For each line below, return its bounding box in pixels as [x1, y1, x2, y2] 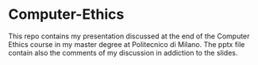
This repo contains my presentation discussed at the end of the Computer [8, 31, 250, 41]
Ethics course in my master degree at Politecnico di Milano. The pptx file [8, 39, 245, 49]
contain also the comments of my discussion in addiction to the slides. [8, 48, 238, 57]
